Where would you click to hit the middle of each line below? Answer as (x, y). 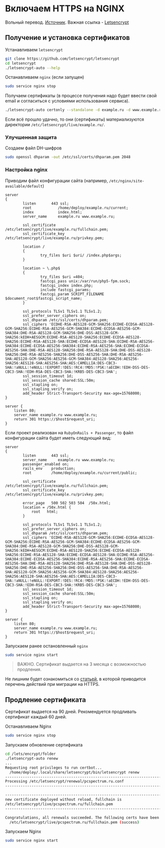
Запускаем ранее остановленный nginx (47, 646)
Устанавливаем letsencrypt (34, 49)
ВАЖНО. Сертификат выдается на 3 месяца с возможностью (82, 664)
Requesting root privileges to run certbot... (54, 768)
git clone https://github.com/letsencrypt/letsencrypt (62, 59)
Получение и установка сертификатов (68, 38)
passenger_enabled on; (46, 464)
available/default (24, 186)
